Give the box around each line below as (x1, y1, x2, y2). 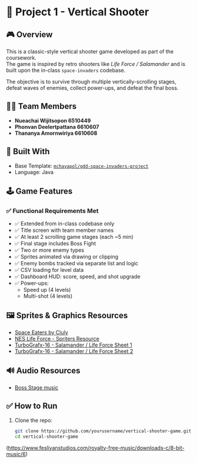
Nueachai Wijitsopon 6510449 (14, 117, 91, 124)
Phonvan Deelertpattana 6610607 (14, 123, 99, 130)
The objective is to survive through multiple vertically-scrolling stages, (6, 78, 176, 85)
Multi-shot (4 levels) (23, 292, 73, 299)
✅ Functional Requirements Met (6, 206, 99, 215)
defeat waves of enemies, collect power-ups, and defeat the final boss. (6, 85, 179, 91)
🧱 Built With (6, 146, 50, 156)
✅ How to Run (6, 401, 58, 411)
